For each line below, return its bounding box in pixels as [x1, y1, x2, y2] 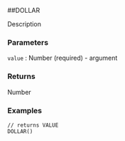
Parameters [7, 37, 48, 47]
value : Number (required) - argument [7, 53, 118, 63]
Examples [7, 105, 43, 115]
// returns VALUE [7, 121, 59, 129]
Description [7, 20, 41, 28]
